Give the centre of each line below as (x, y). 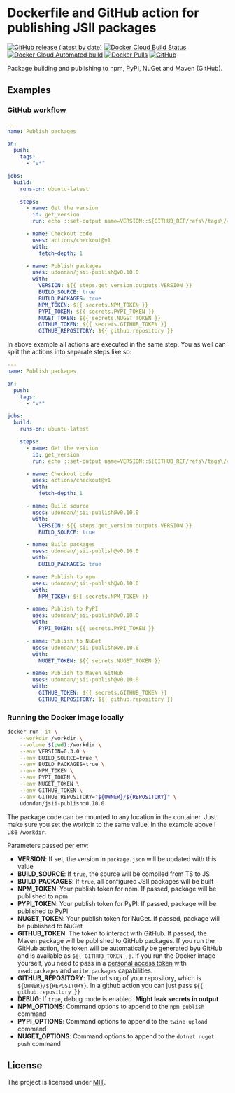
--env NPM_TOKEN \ (47, 771)
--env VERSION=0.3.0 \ (53, 751)
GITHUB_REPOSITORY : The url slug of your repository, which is (109, 977)
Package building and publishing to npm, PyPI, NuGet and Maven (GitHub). (115, 68)
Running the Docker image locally (66, 717)
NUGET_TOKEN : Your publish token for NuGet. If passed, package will (119, 918)
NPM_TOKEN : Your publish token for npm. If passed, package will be (117, 889)
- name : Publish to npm (60, 577)
